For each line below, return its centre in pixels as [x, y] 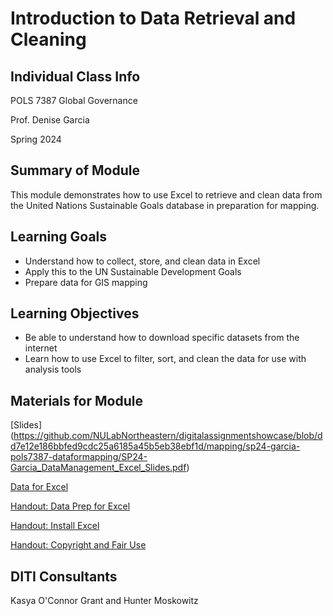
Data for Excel [39, 487]
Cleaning [48, 39]
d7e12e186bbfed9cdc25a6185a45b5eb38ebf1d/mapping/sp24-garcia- [155, 446]
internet [41, 348]
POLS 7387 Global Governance [74, 100]
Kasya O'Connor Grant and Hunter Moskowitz [104, 601]
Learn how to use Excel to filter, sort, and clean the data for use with [165, 359]
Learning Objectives [75, 313]
